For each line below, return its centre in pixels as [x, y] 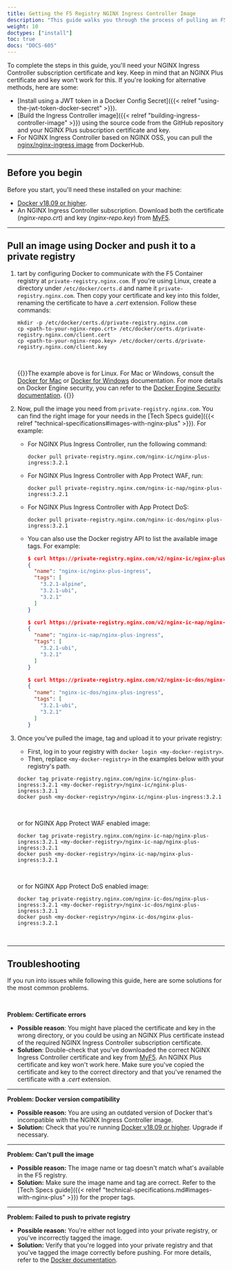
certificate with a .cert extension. [64, 1079]
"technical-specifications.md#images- [157, 1190]
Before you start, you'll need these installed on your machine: [94, 189]
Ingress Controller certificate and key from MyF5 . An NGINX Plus [109, 1057]
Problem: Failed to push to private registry [69, 1217]
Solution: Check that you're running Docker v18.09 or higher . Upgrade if [120, 1128]
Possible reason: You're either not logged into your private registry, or [117, 1231]
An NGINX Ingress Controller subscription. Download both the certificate [120, 210]
